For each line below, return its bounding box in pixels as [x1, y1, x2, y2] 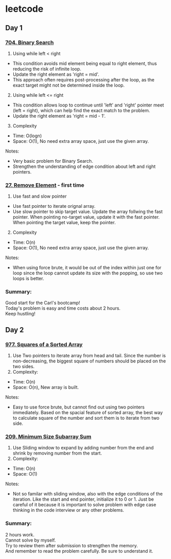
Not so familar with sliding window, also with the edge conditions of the [12, 491, 163, 497]
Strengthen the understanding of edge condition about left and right [12, 163, 156, 169]
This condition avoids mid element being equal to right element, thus [12, 60, 157, 67]
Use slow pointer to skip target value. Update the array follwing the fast [12, 208, 163, 215]
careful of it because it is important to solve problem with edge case [12, 502, 157, 508]
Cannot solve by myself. [5, 537, 56, 543]
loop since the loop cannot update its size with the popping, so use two [12, 270, 163, 276]
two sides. [12, 363, 35, 370]
